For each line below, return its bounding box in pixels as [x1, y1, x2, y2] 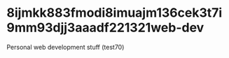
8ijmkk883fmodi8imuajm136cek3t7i [6, 5, 223, 21]
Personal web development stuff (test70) [6, 43, 125, 51]
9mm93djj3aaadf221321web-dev [6, 20, 204, 36]
